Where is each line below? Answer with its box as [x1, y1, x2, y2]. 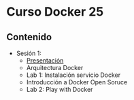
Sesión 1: [16, 49, 42, 57]
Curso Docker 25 [6, 4, 104, 20]
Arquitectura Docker [26, 64, 84, 71]
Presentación [26, 56, 64, 65]
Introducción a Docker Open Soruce [26, 78, 128, 86]
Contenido [6, 31, 52, 43]
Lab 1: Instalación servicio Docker [26, 71, 121, 79]
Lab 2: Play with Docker [26, 86, 93, 93]
